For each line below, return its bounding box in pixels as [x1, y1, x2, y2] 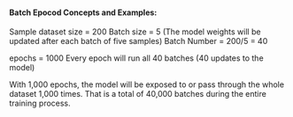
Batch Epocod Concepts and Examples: [9, 7, 158, 18]
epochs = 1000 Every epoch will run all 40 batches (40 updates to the [9, 53, 264, 63]
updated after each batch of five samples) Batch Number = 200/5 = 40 [9, 36, 268, 47]
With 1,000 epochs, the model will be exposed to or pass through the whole [9, 79, 285, 90]
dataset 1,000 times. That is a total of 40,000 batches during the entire [9, 89, 267, 99]
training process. [9, 98, 71, 109]
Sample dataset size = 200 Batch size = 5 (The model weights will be [9, 26, 261, 37]
